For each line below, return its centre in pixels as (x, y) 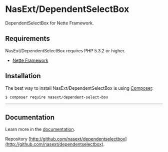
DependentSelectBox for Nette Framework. (49, 23)
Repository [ (18, 139)
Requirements (27, 39)
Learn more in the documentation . (40, 129)
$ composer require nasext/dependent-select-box (57, 97)
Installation (23, 76)
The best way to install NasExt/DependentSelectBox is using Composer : (79, 88)
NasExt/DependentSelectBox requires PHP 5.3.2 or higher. (65, 50)
